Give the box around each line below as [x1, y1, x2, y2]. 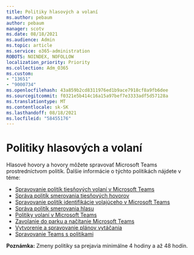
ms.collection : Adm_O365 [6, 65, 69, 71]
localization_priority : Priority [6, 59, 90, 65]
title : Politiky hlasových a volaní [6, 8, 98, 15]
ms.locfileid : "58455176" [6, 115, 71, 121]
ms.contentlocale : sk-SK [6, 104, 69, 110]
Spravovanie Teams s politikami [14, 230, 94, 238]
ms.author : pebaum [6, 14, 52, 20]
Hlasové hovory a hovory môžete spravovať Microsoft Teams [6, 161, 158, 169]
